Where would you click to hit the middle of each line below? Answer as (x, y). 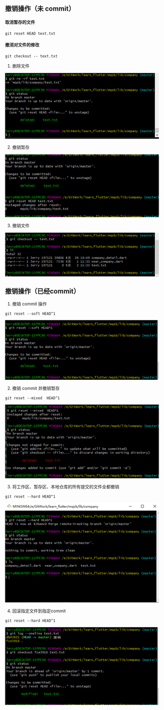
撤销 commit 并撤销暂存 (36, 389)
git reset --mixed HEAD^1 (32, 398)
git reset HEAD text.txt (30, 33)
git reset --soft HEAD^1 (30, 314)
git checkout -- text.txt (31, 56)
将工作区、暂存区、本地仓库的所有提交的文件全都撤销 (66, 487)
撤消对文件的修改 (22, 45)
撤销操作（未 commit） (40, 9)
